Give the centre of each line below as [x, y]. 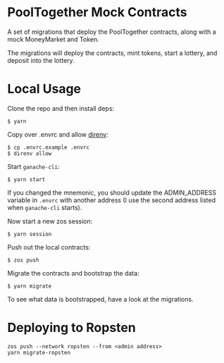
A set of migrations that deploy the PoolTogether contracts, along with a [112, 32]
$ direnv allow [30, 153]
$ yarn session [30, 234]
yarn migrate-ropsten [39, 352]
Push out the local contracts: [49, 247]
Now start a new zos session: [50, 221]
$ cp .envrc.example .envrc [49, 147]
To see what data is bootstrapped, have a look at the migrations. [100, 299]
